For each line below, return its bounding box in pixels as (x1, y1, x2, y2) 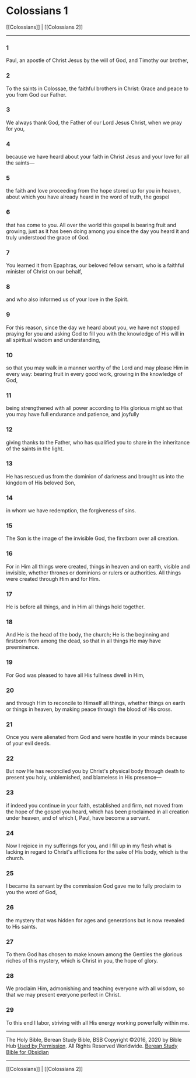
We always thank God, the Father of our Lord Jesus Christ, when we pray (6, 119, 183, 126)
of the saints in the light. (6, 445, 64, 452)
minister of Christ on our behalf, (6, 268, 83, 275)
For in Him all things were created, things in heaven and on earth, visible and (6, 563, 190, 570)
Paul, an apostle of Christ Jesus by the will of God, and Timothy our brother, (6, 57, 188, 64)
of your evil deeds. (6, 740, 51, 747)
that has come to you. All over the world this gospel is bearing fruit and (6, 221, 177, 228)
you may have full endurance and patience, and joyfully (6, 411, 139, 418)
